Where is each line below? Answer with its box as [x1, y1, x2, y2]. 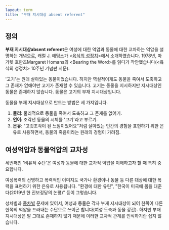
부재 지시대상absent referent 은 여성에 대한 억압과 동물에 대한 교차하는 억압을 [5, 47, 158, 53]
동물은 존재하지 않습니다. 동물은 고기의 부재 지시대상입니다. [5, 89, 121, 95]
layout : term [5, 7, 33, 13]
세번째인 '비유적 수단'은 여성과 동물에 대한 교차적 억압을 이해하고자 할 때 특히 [5, 160, 156, 166]
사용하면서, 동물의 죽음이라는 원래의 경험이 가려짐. [22, 129, 121, 135]
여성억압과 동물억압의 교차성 [5, 145, 89, 154]
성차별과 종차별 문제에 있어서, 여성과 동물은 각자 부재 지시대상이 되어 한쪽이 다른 [5, 200, 163, 206]
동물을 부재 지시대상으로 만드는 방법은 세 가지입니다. [5, 100, 108, 106]
